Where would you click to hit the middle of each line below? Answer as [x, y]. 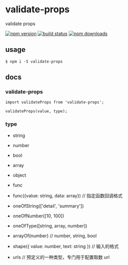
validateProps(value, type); [36, 111]
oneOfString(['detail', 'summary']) [48, 206]
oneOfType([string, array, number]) [50, 226]
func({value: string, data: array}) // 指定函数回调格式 [68, 195]
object [19, 175]
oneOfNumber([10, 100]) [38, 216]
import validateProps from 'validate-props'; [55, 103]
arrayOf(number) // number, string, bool [55, 236]
